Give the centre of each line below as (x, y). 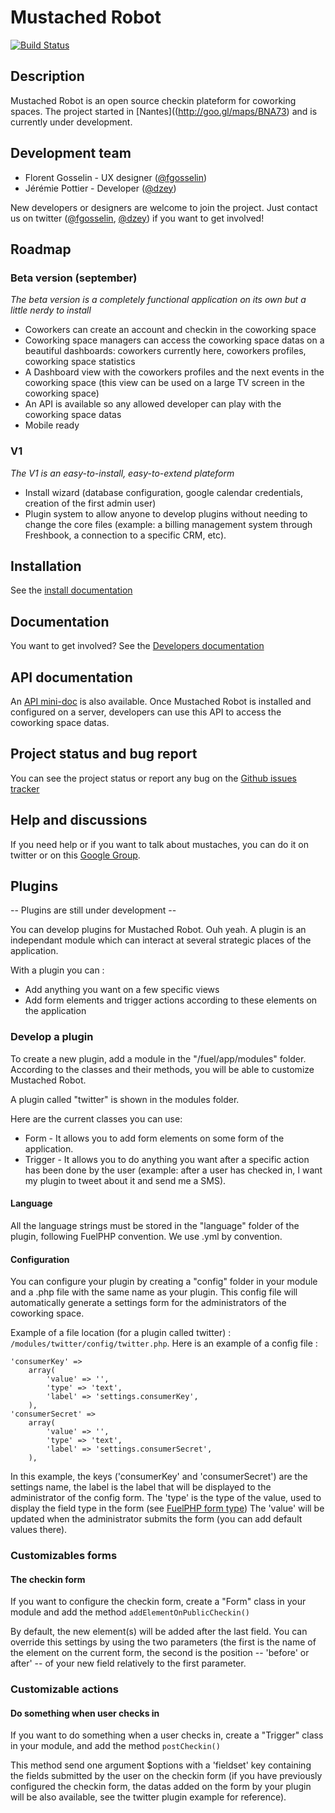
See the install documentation (71, 590)
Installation (46, 566)
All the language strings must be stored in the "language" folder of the (155, 1225)
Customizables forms (64, 1556)
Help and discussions (79, 820)
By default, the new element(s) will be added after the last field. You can (159, 1632)
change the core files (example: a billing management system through (168, 524)
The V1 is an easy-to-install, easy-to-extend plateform (122, 473)
